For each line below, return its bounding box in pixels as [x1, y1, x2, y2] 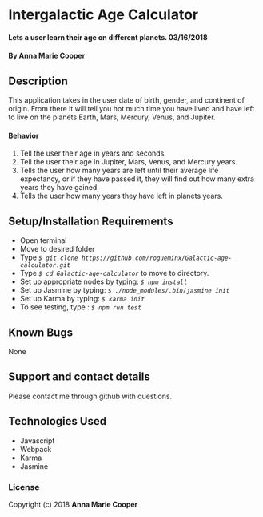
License [8, 481, 40, 492]
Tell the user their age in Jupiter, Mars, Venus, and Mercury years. [19, 157, 238, 167]
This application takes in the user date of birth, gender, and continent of [8, 95, 245, 105]
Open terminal [19, 236, 67, 245]
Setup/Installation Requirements [8, 214, 173, 228]
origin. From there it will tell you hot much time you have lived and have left [8, 104, 255, 114]
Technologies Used [8, 414, 106, 428]
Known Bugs [8, 325, 74, 339]
